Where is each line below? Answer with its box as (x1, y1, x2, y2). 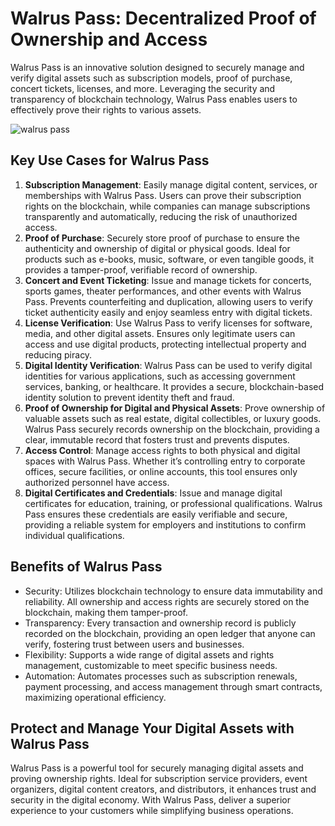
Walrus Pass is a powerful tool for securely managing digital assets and (10, 762, 304, 774)
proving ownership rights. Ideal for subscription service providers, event (10, 773, 308, 785)
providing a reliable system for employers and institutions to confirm (24, 518, 307, 531)
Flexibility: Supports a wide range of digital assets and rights (24, 648, 275, 661)
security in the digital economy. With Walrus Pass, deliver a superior (10, 794, 292, 806)
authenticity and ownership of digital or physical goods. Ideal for (24, 242, 291, 254)
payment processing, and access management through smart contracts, (24, 680, 323, 692)
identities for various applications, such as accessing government (24, 370, 296, 382)
